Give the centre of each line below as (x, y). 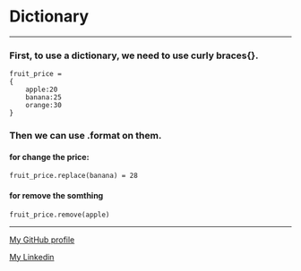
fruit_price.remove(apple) (60, 215)
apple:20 (42, 90)
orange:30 (44, 106)
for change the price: (49, 157)
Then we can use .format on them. (86, 136)
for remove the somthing (56, 195)
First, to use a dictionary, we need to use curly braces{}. (134, 55)
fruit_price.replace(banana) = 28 (74, 176)
